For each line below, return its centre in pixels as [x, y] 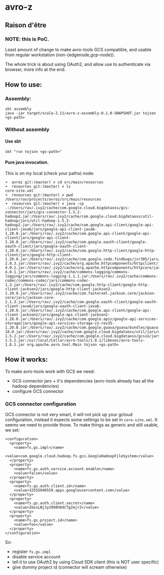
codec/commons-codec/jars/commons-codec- [48, 280]
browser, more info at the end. [35, 69]
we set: [12, 430]
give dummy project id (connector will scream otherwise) [70, 567]
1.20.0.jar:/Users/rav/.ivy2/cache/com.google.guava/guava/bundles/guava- [83, 327]
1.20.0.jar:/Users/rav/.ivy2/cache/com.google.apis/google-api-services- [82, 319]
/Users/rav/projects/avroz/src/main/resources [53, 199]
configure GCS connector [38, 391]
